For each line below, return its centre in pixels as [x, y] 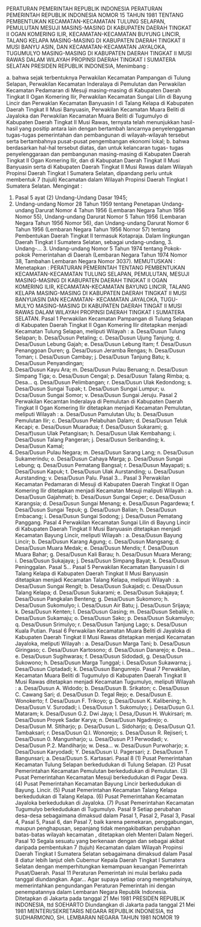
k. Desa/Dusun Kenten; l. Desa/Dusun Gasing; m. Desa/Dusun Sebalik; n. [105, 612]
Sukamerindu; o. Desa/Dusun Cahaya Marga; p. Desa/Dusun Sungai [99, 459]
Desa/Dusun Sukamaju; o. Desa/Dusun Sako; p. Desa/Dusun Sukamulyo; [105, 618]
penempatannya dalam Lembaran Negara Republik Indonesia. [91, 892]
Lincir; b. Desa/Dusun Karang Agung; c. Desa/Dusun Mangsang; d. [97, 541]
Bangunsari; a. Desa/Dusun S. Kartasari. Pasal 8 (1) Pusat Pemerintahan [103, 758]
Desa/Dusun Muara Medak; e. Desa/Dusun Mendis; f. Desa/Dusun [97, 548]
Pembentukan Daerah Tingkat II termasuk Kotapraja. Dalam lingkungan [102, 236]
